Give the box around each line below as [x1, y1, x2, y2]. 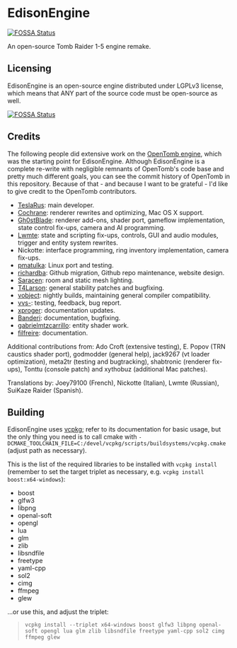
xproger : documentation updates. [17, 306, 115, 314]
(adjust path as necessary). [7, 446, 87, 455]
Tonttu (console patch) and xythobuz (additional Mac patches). [23, 364, 208, 373]
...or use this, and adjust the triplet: [7, 608, 109, 616]
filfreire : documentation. [17, 328, 88, 337]
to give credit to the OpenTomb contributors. [7, 187, 137, 195]
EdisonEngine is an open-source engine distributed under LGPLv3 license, [7, 81, 224, 90]
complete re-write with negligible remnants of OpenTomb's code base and [7, 164, 224, 173]
